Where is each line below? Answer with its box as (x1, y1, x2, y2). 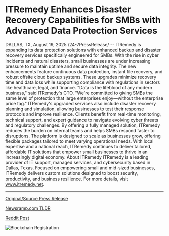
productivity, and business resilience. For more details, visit (5, 175, 128, 182)
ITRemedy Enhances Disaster (5, 4, 131, 15)
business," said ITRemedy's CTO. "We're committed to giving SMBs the (5, 90, 153, 96)
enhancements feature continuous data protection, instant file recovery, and (5, 68, 163, 74)
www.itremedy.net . (5, 181, 44, 187)
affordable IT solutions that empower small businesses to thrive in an (5, 149, 148, 155)
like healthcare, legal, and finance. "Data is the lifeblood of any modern (5, 84, 152, 90)
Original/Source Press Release (5, 195, 68, 201)
